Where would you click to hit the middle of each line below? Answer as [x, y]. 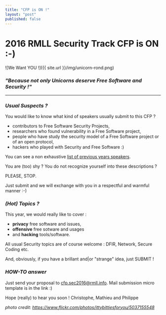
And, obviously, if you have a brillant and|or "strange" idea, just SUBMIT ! [80, 259]
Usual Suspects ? [26, 106]
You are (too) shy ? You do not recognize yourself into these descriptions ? [81, 166]
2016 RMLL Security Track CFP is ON [82, 43]
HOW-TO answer [26, 272]
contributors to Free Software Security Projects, [61, 126]
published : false [23, 19]
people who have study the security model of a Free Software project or [85, 136]
